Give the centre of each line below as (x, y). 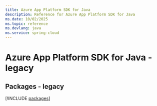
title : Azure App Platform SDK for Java (48, 10)
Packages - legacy (34, 86)
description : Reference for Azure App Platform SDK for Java (70, 14)
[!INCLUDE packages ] (28, 98)
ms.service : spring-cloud (32, 33)
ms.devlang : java (23, 28)
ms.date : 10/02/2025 (27, 19)
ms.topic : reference (27, 24)
